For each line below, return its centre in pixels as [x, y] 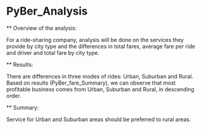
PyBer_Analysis [47, 11]
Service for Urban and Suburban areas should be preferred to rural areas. [99, 119]
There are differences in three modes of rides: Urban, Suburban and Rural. [100, 76]
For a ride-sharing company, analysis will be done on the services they [95, 40]
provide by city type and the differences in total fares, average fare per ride [101, 46]
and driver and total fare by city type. [53, 52]
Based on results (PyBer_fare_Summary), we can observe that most [91, 83]
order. [14, 96]
